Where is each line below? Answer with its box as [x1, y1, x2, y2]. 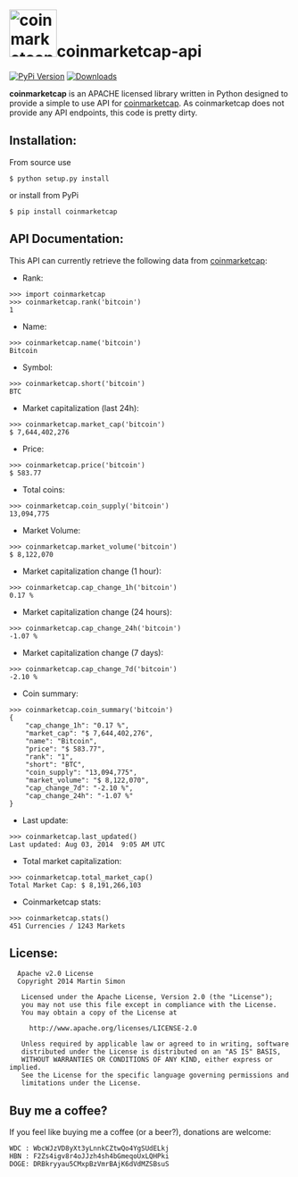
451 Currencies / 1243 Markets [9, 921, 126, 930]
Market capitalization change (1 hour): [21, 566, 162, 576]
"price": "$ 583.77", [25, 744, 105, 753]
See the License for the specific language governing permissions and [21, 1071, 290, 1080]
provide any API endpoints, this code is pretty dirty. [9, 107, 198, 118]
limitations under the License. [21, 1079, 142, 1088]
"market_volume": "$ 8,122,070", [25, 776, 150, 785]
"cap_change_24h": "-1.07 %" [25, 791, 134, 800]
